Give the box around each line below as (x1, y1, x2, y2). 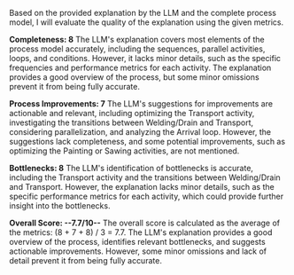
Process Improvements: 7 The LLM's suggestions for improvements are (9, 98, 273, 109)
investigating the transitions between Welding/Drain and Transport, (9, 117, 254, 128)
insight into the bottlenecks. (9, 200, 111, 211)
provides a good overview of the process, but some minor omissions (9, 72, 259, 82)
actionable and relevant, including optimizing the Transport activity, (9, 108, 255, 118)
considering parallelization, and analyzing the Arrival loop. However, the (9, 127, 272, 137)
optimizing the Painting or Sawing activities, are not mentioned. (9, 145, 240, 156)
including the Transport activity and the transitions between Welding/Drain (9, 172, 281, 183)
